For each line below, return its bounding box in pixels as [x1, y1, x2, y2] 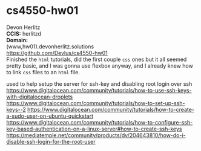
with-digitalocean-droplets [6, 93, 73, 100]
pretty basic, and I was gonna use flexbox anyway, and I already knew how [6, 62, 194, 69]
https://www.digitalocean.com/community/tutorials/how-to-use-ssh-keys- [6, 86, 192, 94]
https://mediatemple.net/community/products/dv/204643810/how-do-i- [6, 131, 186, 139]
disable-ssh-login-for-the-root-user [6, 138, 96, 145]
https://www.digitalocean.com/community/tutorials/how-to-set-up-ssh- [6, 99, 185, 106]
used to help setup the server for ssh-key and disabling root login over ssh [6, 80, 193, 88]
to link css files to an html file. [6, 68, 80, 75]
